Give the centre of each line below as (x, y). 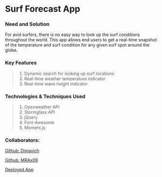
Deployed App (19, 170)
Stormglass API (40, 112)
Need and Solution (27, 24)
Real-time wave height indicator (56, 84)
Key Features (21, 63)
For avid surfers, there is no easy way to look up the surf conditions (73, 35)
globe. (11, 50)
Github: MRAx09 (21, 160)
